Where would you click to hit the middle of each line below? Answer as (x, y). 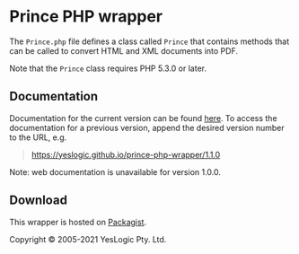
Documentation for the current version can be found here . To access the (143, 118)
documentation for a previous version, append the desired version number (147, 127)
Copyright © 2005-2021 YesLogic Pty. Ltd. (88, 239)
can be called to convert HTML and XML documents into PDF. (123, 50)
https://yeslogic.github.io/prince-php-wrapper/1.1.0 (126, 154)
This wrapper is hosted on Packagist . (78, 222)
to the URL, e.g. (38, 137)
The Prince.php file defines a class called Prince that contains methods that (149, 41)
